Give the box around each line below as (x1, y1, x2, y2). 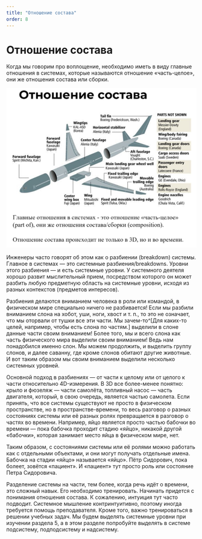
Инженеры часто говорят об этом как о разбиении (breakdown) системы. (6, 254, 197, 261)
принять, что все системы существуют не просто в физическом (6, 400, 172, 407)
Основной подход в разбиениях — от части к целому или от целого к (6, 374, 185, 381)
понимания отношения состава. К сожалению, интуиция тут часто (6, 494, 178, 501)
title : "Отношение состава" (6, 10, 77, 16)
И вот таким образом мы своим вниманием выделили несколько (6, 355, 175, 363)
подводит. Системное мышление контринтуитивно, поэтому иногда (6, 500, 182, 508)
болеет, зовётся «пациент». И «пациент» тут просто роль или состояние (6, 463, 194, 470)
